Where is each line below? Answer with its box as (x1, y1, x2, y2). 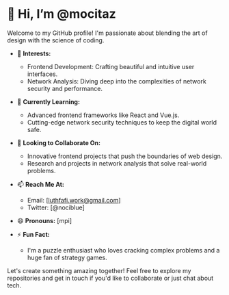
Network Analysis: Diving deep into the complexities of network (27, 77, 206, 85)
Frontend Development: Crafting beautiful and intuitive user (27, 62, 195, 70)
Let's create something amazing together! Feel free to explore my (7, 266, 191, 274)
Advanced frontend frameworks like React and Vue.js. (27, 111, 180, 119)
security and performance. (27, 84, 103, 92)
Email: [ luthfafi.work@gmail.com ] (27, 196, 121, 204)
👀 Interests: (16, 49, 51, 57)
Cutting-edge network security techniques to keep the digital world (27, 118, 217, 126)
